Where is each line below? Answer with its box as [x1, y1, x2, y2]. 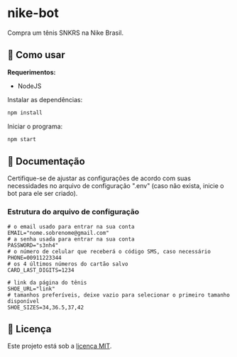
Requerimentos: [7, 67, 56, 76]
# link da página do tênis [7, 279, 87, 286]
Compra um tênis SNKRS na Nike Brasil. [7, 28, 124, 37]
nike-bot [7, 5, 59, 21]
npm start [7, 136, 37, 143]
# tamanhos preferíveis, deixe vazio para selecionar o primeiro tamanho [7, 291, 231, 299]
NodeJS [17, 82, 42, 90]
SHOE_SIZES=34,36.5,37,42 [7, 304, 84, 311]
